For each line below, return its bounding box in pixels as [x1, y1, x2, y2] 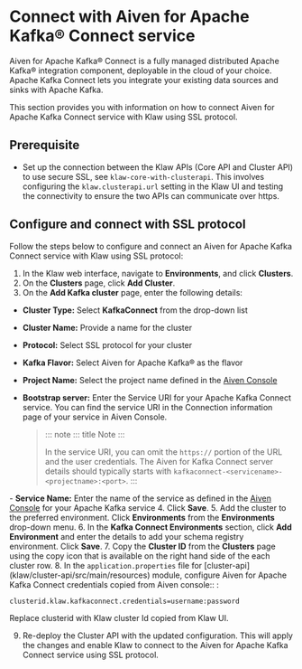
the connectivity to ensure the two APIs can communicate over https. [22, 190, 279, 201]
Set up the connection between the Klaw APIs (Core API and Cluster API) [22, 161, 294, 173]
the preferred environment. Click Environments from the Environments [9, 512, 275, 523]
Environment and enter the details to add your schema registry [9, 531, 244, 542]
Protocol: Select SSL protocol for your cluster [22, 339, 193, 350]
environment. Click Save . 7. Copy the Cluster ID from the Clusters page [9, 541, 277, 551]
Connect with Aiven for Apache [9, 6, 250, 27]
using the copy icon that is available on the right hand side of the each [9, 550, 270, 561]
